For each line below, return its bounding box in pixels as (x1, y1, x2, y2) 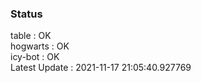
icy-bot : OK (10, 51, 60, 63)
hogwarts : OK (10, 40, 70, 52)
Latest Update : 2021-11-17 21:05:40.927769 (10, 62, 192, 74)
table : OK (10, 30, 52, 42)
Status (10, 7, 43, 21)
